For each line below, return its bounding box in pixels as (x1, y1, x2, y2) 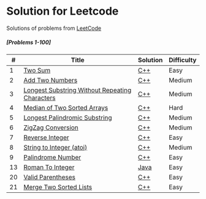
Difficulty (168, 56, 197, 64)
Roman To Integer (23, 163, 75, 172)
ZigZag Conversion (23, 123, 78, 132)
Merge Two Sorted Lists (23, 183, 93, 191)
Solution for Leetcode (6, 4, 119, 18)
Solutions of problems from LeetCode (6, 24, 102, 32)
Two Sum (23, 66, 51, 74)
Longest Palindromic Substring (23, 113, 112, 121)
